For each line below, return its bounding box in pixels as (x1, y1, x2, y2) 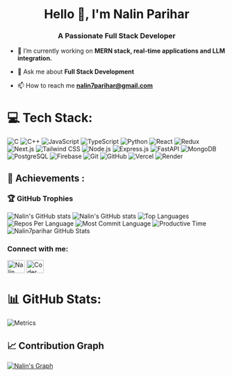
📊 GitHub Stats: (7, 291, 102, 307)
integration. (17, 54, 53, 62)
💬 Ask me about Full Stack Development (17, 67, 134, 76)
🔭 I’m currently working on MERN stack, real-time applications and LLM (17, 47, 226, 55)
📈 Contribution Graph (7, 340, 104, 351)
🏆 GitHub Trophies (7, 194, 74, 203)
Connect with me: (7, 244, 69, 254)
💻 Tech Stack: (7, 110, 93, 126)
